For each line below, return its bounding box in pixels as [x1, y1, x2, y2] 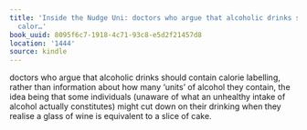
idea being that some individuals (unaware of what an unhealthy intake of [9, 92, 286, 103]
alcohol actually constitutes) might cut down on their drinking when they [9, 101, 281, 112]
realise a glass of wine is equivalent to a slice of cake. [9, 111, 212, 122]
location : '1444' [9, 38, 76, 48]
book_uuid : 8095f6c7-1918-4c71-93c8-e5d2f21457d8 [9, 30, 203, 39]
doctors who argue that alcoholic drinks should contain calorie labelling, [9, 72, 281, 83]
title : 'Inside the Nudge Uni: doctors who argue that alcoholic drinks [9, 13, 292, 23]
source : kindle [9, 47, 68, 56]
